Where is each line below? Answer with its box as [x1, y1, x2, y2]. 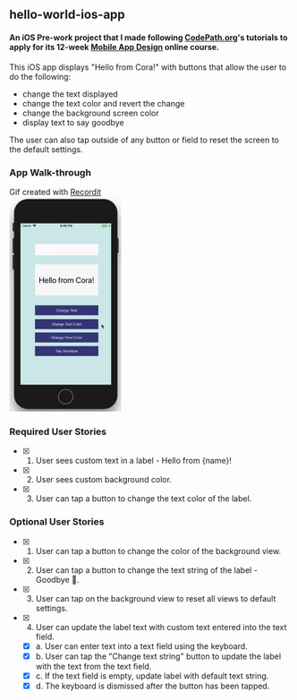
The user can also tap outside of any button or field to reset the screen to [9, 134, 279, 145]
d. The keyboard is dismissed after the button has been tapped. [35, 680, 270, 691]
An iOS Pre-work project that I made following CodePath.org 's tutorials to [9, 31, 288, 43]
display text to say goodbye [21, 116, 124, 128]
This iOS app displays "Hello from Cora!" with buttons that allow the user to [9, 62, 287, 73]
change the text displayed [21, 89, 118, 99]
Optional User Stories [9, 516, 105, 528]
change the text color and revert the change [21, 98, 185, 108]
